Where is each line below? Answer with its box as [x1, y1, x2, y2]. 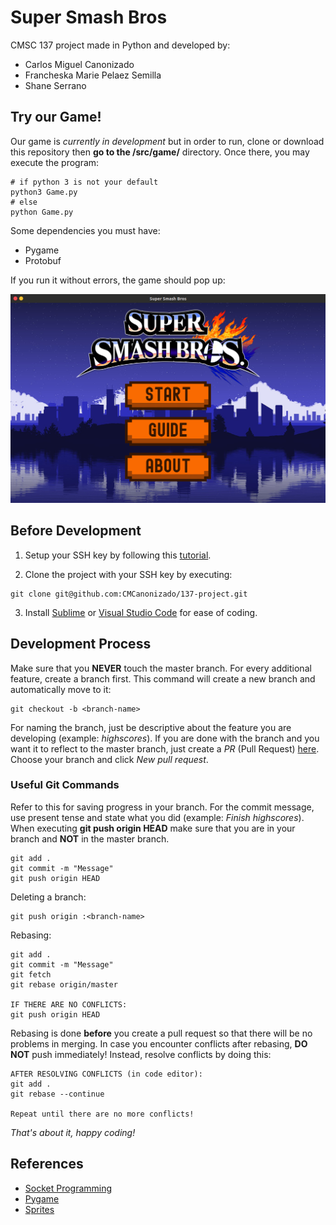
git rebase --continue [10, 1089, 105, 1099]
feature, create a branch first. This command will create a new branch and [10, 672, 316, 685]
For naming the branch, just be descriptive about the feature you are [10, 721, 292, 733]
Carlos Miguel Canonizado [24, 58, 135, 70]
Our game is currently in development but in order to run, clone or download [10, 135, 325, 147]
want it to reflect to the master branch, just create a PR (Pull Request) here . [10, 742, 320, 755]
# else [10, 197, 38, 207]
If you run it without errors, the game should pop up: [10, 274, 226, 286]
